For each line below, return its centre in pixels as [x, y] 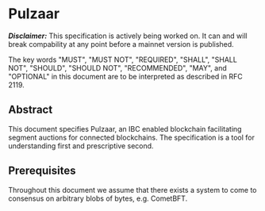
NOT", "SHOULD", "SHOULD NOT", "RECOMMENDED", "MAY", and [118, 67]
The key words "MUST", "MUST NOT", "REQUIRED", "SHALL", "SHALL [123, 59]
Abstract [31, 110]
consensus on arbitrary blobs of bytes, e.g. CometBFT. [98, 198]
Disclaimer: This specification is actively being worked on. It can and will [128, 36]
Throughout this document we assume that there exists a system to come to [132, 190]
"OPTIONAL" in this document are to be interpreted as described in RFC [126, 76]
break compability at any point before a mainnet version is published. [121, 44]
